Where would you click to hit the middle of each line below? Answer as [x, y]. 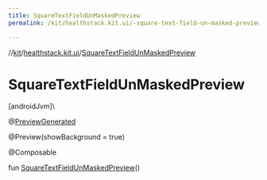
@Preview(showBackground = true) [67, 137]
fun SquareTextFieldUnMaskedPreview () [74, 168]
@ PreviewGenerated [42, 122]
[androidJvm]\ [32, 106]
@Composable [33, 152]
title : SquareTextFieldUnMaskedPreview [74, 15]
